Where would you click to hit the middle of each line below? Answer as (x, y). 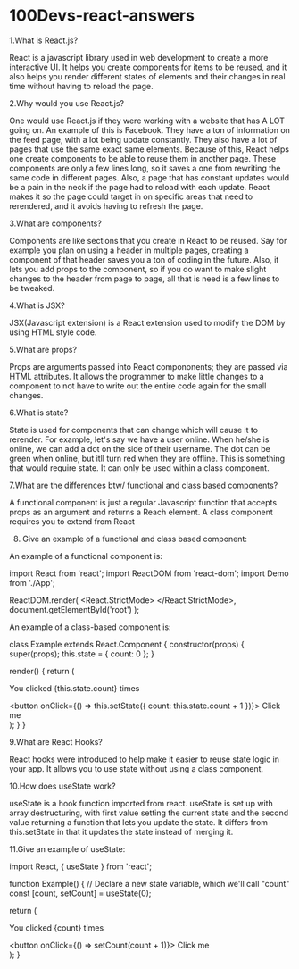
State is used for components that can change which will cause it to (134, 430)
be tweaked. (32, 288)
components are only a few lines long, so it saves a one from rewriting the (145, 168)
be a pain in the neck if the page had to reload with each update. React (140, 187)
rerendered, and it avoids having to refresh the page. (106, 205)
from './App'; (32, 582)
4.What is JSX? (37, 305)
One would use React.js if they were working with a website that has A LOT (147, 121)
